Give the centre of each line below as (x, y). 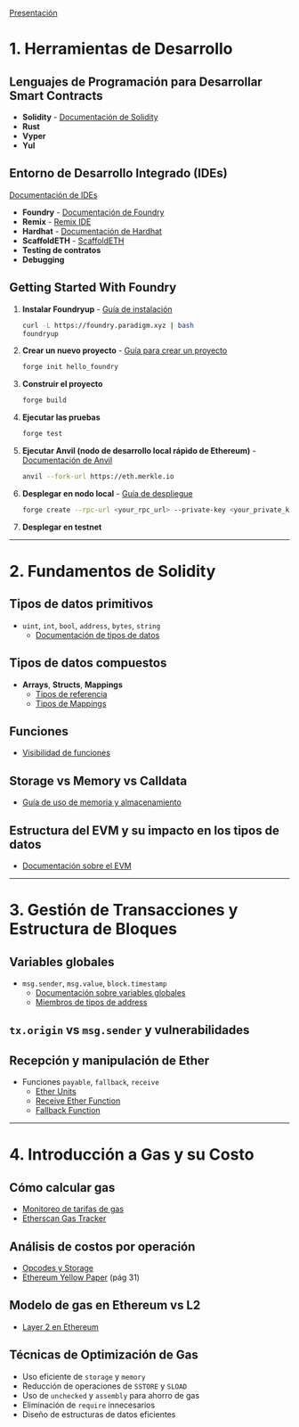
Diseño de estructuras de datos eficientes (99, 1414)
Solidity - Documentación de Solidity (90, 117)
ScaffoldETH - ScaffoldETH (73, 241)
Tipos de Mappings (71, 703)
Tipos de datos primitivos (81, 604)
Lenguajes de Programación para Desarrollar (136, 82)
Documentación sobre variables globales (110, 992)
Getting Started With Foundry (93, 287)
